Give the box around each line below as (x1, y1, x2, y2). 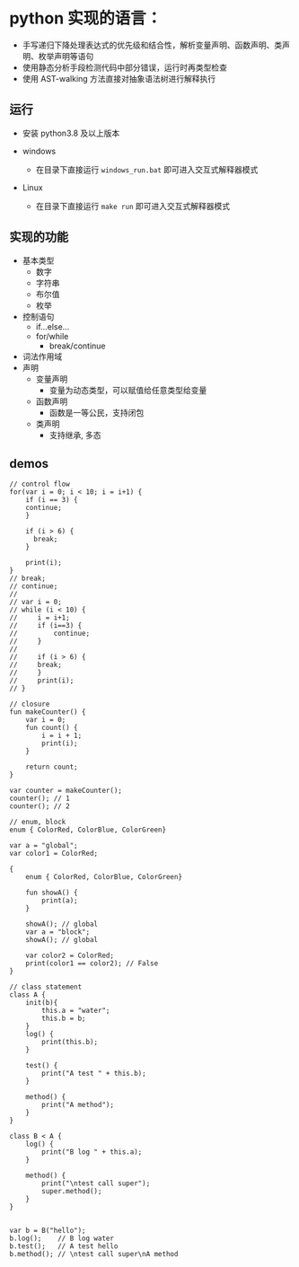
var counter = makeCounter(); (9, 787, 123, 796)
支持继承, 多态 (48, 429, 101, 440)
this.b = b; (41, 1014, 87, 1024)
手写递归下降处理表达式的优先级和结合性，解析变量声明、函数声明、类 (22, 40, 283, 50)
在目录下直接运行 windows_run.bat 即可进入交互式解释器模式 (35, 163, 259, 175)
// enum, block (9, 818, 66, 827)
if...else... (35, 321, 70, 332)
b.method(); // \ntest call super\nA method (9, 1250, 179, 1259)
